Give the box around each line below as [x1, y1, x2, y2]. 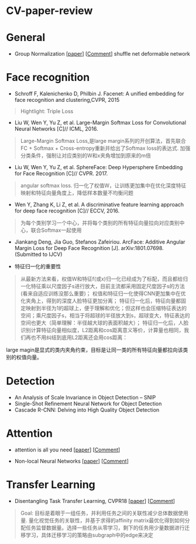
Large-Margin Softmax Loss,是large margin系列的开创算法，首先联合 [20, 138, 186, 145]
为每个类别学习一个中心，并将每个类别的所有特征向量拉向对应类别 [20, 220, 180, 227]
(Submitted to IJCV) [14, 251, 63, 258]
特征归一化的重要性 [14, 263, 61, 270]
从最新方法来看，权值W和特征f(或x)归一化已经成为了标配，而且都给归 [20, 275, 188, 282]
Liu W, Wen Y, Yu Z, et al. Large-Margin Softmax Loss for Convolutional [14, 119, 186, 126]
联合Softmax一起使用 [30, 227, 82, 234]
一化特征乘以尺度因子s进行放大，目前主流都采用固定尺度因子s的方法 [20, 283, 185, 290]
